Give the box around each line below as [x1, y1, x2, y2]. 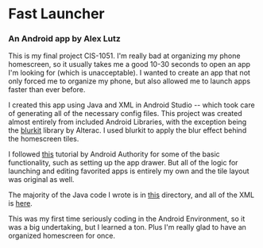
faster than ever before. [8, 85, 86, 95]
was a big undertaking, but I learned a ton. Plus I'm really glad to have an [8, 223, 246, 232]
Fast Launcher [8, 5, 105, 23]
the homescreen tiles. [8, 134, 79, 144]
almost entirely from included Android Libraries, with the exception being [8, 117, 247, 127]
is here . [8, 199, 33, 208]
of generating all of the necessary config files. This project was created [8, 109, 242, 118]
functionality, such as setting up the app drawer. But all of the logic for [8, 158, 238, 168]
